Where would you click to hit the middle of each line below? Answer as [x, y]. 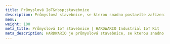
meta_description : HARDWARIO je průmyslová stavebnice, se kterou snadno [85, 33]
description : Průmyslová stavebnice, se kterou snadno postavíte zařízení [86, 15]
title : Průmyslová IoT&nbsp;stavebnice [47, 10]
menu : [11, 19]
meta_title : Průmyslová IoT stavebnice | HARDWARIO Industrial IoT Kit [82, 29]
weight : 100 [18, 24]
